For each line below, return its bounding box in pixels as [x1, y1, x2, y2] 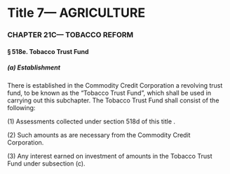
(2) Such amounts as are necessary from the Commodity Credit [7, 130, 191, 139]
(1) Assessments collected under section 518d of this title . [7, 117, 176, 126]
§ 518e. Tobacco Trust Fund [7, 47, 89, 55]
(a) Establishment [7, 63, 61, 72]
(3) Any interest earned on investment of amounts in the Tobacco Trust [7, 152, 212, 160]
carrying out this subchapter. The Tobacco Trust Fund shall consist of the [7, 96, 219, 105]
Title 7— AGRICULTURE [7, 5, 146, 21]
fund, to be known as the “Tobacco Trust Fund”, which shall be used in [7, 88, 212, 97]
